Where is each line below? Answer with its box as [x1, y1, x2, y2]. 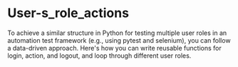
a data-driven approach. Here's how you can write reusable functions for [7, 43, 222, 52]
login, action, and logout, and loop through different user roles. [7, 51, 192, 60]
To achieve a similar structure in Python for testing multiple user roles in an [7, 29, 227, 37]
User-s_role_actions [7, 5, 130, 21]
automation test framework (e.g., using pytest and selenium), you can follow [7, 36, 231, 44]
